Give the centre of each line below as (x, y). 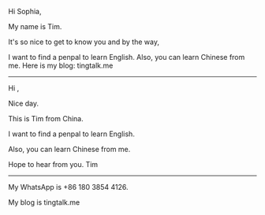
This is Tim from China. (46, 119)
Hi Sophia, (25, 11)
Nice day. (24, 103)
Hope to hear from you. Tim (53, 164)
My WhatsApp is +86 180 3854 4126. (68, 187)
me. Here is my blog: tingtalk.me (61, 65)
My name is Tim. (35, 26)
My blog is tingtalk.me (44, 202)
